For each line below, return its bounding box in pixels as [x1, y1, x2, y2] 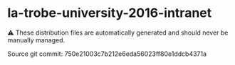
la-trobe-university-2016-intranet [7, 5, 212, 21]
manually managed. [7, 35, 66, 44]
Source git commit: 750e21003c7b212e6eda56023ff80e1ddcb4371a [7, 49, 207, 58]
